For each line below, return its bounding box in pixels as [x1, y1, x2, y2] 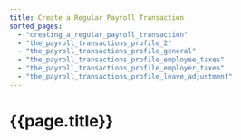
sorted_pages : [9, 22, 63, 31]
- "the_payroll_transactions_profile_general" [17, 47, 197, 56]
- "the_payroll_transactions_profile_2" [17, 38, 172, 48]
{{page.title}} [9, 110, 113, 131]
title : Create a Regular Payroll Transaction [9, 13, 184, 23]
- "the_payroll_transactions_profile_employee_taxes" [17, 55, 225, 64]
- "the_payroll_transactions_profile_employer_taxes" [17, 64, 225, 73]
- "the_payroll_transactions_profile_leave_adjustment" [17, 72, 233, 81]
